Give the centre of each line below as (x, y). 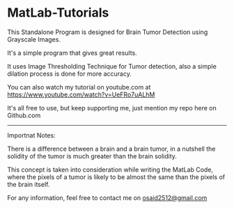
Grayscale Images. (34, 39)
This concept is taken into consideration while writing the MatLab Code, (110, 169)
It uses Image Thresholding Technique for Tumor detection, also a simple (112, 66)
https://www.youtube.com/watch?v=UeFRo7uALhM (81, 94)
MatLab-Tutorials (58, 13)
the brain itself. (29, 184)
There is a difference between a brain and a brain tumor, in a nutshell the (111, 149)
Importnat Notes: (31, 135)
